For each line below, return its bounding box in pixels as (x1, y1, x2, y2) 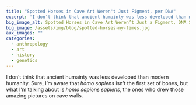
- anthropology (11, 41, 48, 47)
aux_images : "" (6, 30, 43, 36)
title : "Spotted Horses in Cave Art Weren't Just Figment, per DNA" (6, 8, 176, 15)
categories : (6, 36, 35, 41)
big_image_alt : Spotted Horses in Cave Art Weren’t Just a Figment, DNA (6, 19, 187, 25)
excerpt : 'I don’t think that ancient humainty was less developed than (6, 14, 187, 20)
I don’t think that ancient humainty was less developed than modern (6, 73, 169, 80)
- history (11, 52, 35, 58)
